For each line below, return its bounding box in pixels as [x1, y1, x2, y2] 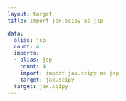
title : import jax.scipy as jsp [7, 17, 103, 24]
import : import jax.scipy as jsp [20, 69, 120, 77]
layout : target [7, 10, 53, 18]
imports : [14, 50, 40, 57]
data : [7, 30, 23, 37]
